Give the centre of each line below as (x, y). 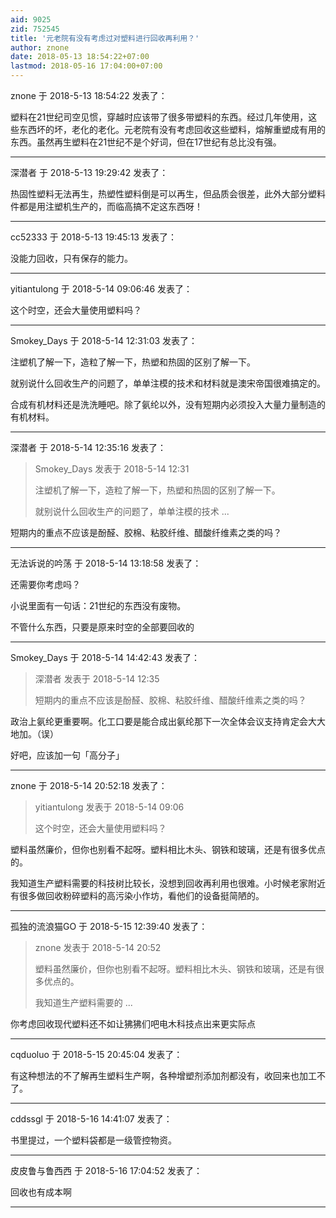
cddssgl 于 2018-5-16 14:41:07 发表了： (91, 1119)
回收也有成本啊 (41, 1192)
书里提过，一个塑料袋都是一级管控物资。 (93, 1140)
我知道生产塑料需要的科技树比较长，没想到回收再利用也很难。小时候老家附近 (168, 883)
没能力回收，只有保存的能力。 (71, 258)
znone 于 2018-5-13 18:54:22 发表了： (89, 95)
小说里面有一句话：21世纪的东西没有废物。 (98, 605)
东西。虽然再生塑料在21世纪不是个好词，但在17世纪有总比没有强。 (146, 142)
